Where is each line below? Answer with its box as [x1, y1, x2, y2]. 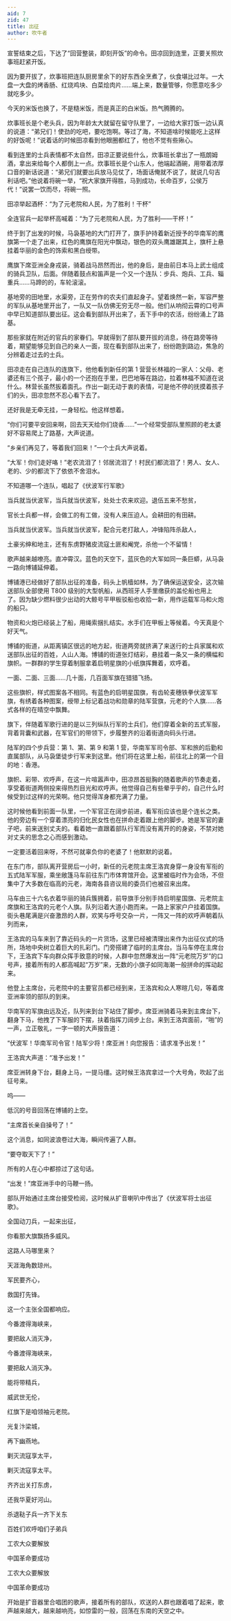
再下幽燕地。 [7, 1437, 43, 1445]
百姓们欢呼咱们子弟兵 [7, 1525, 67, 1533]
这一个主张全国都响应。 [7, 1305, 74, 1314]
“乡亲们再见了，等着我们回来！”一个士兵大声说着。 [7, 444, 151, 452]
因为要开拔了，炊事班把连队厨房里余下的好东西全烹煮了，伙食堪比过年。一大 [7, 72, 224, 81]
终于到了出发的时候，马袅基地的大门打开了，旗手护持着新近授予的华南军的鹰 [7, 229, 224, 238]
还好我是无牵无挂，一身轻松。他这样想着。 [7, 406, 128, 414]
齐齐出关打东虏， [7, 1481, 56, 1489]
